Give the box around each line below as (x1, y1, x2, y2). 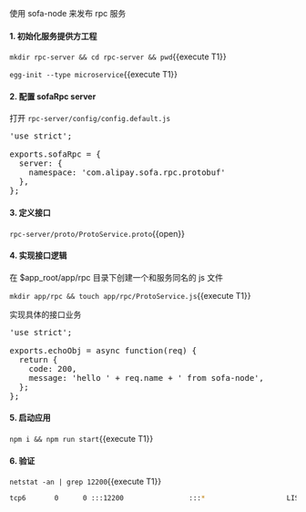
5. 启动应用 (9, 413, 51, 424)
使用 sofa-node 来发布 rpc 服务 (9, 8, 127, 18)
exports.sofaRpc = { (9, 149, 102, 159)
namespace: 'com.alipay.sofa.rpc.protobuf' (28, 168, 226, 178)
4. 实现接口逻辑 (9, 250, 67, 261)
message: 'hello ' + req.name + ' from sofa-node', (28, 373, 264, 383)
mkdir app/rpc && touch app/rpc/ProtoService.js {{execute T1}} (9, 290, 251, 301)
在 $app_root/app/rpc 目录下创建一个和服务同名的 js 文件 (9, 271, 223, 282)
